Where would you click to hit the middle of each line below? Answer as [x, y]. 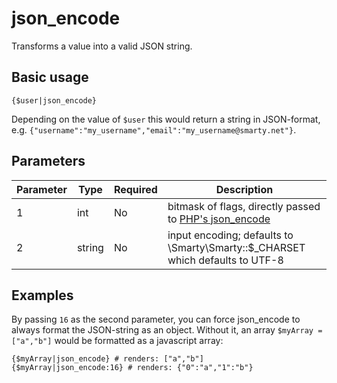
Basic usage [50, 77]
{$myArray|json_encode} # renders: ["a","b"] [107, 359]
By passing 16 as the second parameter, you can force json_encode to [156, 319]
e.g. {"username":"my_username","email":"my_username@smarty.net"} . [154, 129]
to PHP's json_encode [219, 219]
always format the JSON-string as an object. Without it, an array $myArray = [167, 330]
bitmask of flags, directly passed [244, 206]
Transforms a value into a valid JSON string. [102, 46]
